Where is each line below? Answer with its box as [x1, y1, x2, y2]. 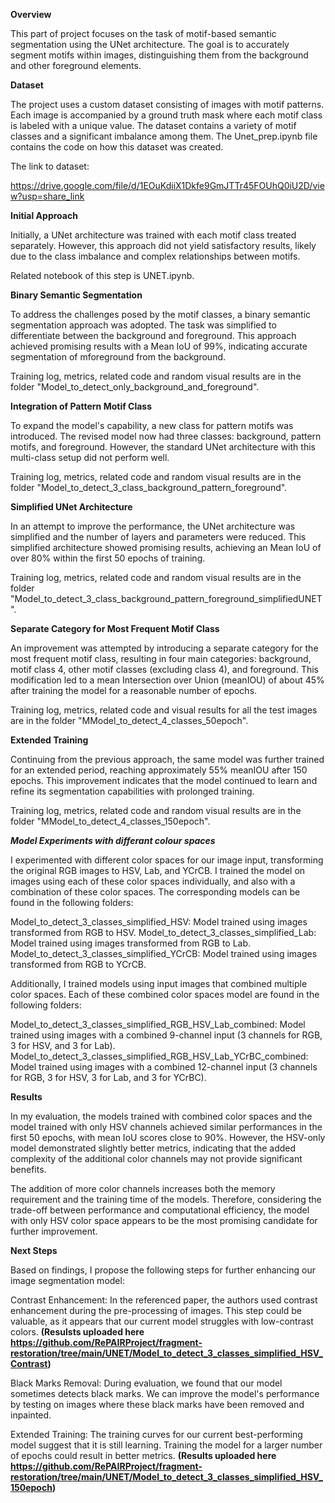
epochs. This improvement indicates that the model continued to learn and [10, 775, 318, 786]
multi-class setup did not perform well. [10, 452, 170, 463]
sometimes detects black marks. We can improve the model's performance [10, 1388, 320, 1399]
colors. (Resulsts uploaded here [10, 1326, 145, 1338]
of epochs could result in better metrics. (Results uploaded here [10, 1450, 277, 1461]
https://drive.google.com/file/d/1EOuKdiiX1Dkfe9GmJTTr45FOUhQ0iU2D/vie [10, 180, 325, 191]
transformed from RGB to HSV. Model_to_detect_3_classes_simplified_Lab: [10, 927, 317, 938]
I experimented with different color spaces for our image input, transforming [10, 854, 324, 866]
